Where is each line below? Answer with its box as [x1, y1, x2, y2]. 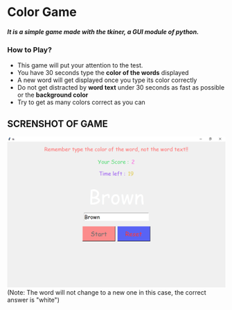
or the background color [17, 90, 89, 99]
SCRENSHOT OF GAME [7, 117, 109, 129]
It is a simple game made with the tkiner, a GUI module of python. [7, 27, 199, 35]
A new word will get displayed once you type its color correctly [17, 76, 197, 84]
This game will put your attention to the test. [17, 60, 143, 70]
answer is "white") [7, 296, 60, 304]
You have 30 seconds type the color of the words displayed [17, 68, 189, 76]
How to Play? [7, 45, 52, 55]
